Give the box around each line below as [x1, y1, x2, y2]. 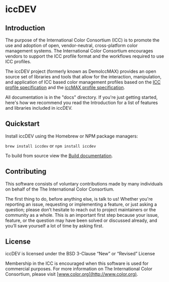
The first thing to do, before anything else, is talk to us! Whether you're [5, 196, 153, 202]
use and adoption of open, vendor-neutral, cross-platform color [5, 42, 138, 49]
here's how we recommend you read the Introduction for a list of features [5, 100, 158, 106]
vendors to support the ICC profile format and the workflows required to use [5, 53, 164, 59]
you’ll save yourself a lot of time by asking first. [5, 222, 104, 228]
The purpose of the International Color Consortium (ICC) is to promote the [5, 37, 160, 43]
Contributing [5, 167, 47, 176]
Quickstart [5, 120, 40, 128]
